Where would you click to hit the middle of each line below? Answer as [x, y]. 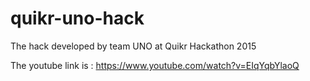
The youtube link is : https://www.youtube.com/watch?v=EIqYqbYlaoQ [155, 65]
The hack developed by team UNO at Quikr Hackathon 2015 [133, 46]
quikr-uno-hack [77, 18]
